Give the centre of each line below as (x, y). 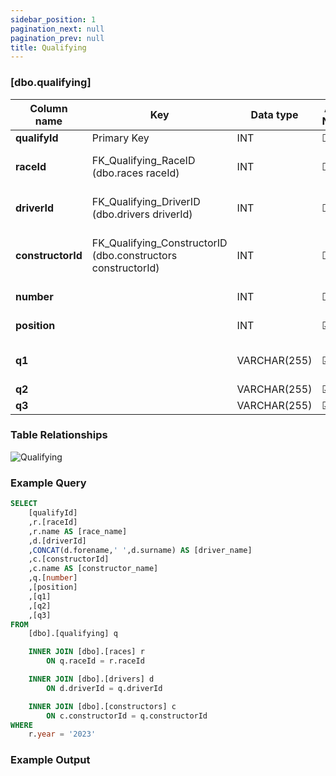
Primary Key (120, 138)
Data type (274, 114)
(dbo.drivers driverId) (142, 214)
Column (48, 108)
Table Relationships (59, 435)
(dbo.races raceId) (135, 173)
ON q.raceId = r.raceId (95, 661)
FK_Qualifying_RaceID (143, 160)
